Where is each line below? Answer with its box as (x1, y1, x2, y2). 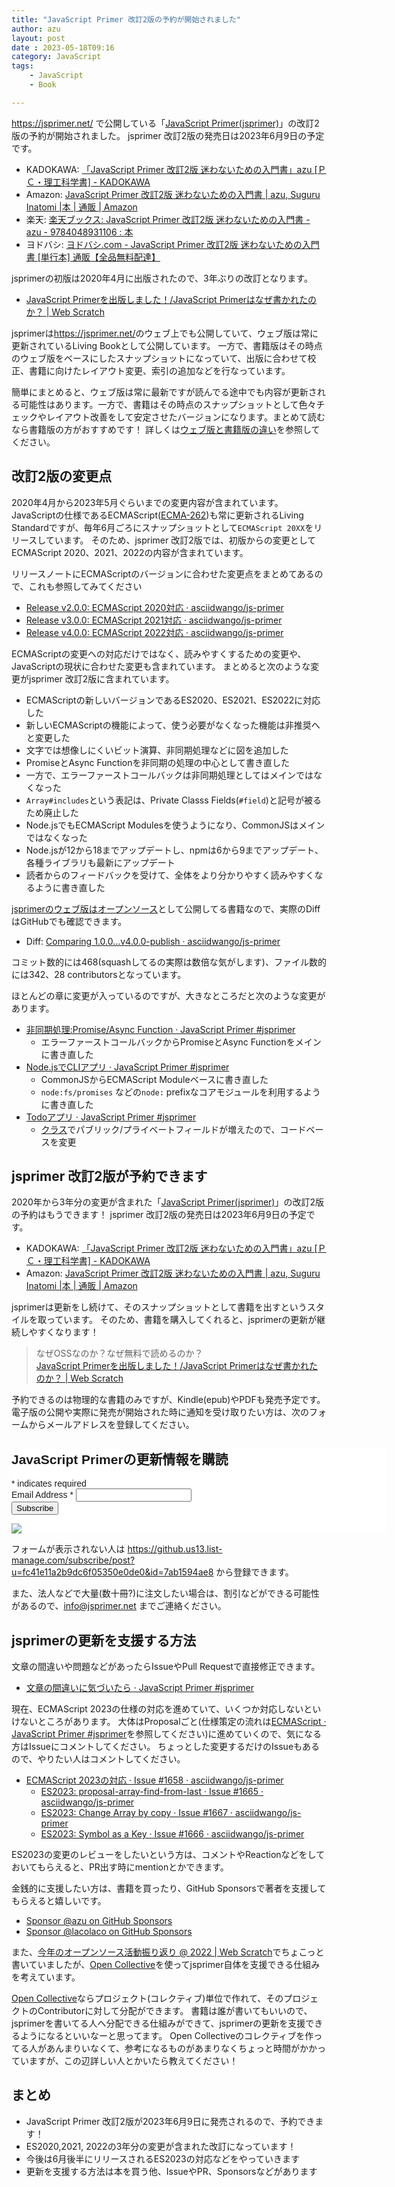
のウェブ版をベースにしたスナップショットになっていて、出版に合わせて (11, 352, 308, 364)
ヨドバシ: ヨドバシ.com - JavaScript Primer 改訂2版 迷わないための (25, 238, 303, 250)
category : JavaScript (11, 52, 102, 62)
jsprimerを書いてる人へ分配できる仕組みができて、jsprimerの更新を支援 (11, 2017, 306, 2029)
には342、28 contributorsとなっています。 (11, 968, 187, 980)
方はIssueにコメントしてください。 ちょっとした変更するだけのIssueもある (11, 1741, 321, 1752)
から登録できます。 (215, 1566, 294, 1578)
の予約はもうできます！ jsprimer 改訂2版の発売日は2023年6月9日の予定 (11, 1209, 307, 1221)
